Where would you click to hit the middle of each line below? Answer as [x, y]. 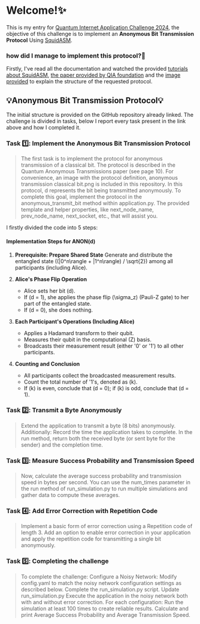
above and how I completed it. [43, 128]
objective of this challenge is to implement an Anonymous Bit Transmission [100, 34]
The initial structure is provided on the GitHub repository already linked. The [100, 115]
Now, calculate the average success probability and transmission [101, 476]
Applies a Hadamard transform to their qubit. [79, 333]
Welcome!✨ [37, 10]
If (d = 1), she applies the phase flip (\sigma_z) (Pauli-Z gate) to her [106, 297]
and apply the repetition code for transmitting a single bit [91, 539]
